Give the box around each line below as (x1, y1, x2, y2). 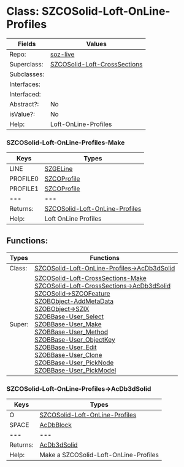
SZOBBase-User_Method (34, 328, 109, 336)
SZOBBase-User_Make (34, 320, 102, 329)
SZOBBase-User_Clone (34, 351, 102, 359)
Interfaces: (9, 80, 41, 88)
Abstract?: (9, 100, 39, 108)
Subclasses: (9, 69, 45, 78)
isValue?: (9, 109, 35, 118)
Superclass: (9, 60, 44, 68)
